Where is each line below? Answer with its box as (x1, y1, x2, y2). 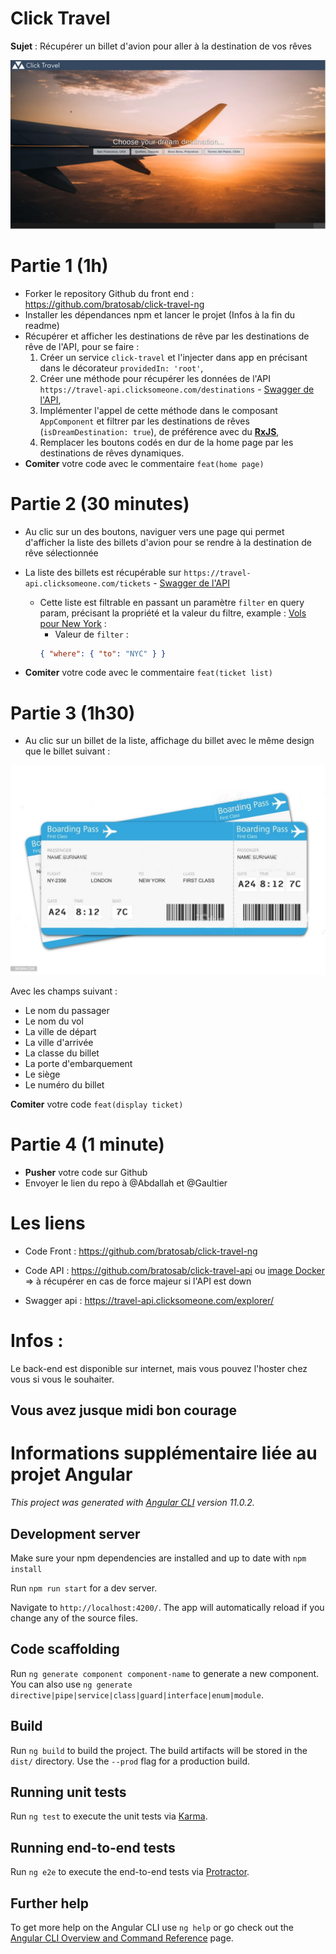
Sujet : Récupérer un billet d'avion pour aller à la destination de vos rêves (10, 40, 312, 52)
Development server (10, 1525, 141, 1542)
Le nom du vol (24, 1015, 84, 1027)
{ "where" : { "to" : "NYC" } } (39, 648, 167, 659)
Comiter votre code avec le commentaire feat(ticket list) (24, 667, 273, 679)
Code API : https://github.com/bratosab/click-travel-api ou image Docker (24, 1264, 325, 1276)
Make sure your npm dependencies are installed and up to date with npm (10, 1552, 307, 1564)
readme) (24, 319, 60, 331)
